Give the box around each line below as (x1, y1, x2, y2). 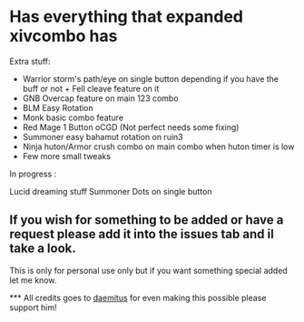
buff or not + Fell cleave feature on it (22, 83, 160, 94)
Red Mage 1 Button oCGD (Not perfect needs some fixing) (22, 121, 240, 133)
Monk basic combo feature (22, 112, 124, 123)
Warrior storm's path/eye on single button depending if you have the (22, 73, 279, 84)
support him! (9, 302, 57, 313)
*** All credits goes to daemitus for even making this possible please (9, 292, 267, 303)
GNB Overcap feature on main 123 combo (22, 93, 179, 104)
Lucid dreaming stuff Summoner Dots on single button (9, 186, 212, 196)
